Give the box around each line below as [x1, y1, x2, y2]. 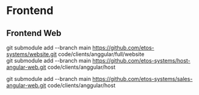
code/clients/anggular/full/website [57, 51, 145, 58]
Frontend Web [6, 28, 62, 38]
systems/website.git [6, 51, 57, 58]
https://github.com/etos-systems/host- [92, 57, 191, 64]
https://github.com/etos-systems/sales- [92, 76, 193, 82]
